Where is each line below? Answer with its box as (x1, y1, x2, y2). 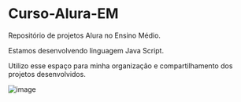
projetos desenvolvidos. (8, 69, 87, 78)
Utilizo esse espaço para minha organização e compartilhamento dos (8, 60, 233, 71)
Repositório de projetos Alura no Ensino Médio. (8, 31, 161, 40)
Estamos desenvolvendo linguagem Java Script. (8, 46, 164, 55)
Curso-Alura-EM (8, 5, 119, 23)
